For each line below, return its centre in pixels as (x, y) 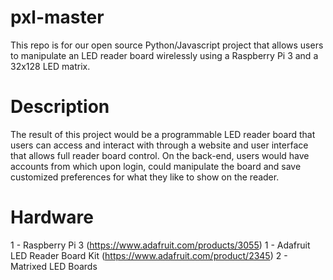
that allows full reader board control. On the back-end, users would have (160, 155)
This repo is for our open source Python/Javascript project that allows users (167, 45)
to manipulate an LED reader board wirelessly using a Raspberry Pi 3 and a (164, 55)
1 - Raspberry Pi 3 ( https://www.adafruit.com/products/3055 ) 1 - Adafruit (160, 245)
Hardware (52, 217)
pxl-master (57, 17)
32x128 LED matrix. (50, 66)
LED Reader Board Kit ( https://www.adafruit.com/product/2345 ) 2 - (149, 255)
